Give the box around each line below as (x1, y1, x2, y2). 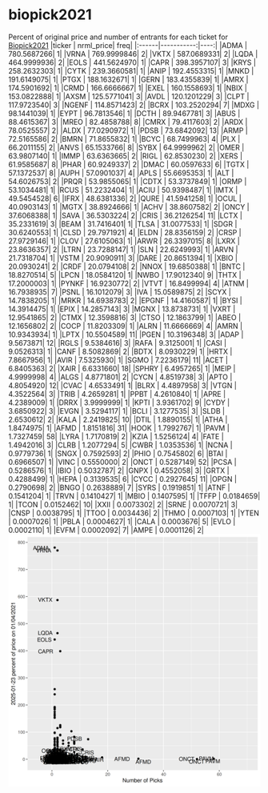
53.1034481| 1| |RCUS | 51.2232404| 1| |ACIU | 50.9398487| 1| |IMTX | (8, 185, 238, 194)
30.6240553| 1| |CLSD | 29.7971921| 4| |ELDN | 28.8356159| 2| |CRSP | (8, 227, 242, 237)
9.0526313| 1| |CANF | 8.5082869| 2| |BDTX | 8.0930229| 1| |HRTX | (8, 346, 233, 356)
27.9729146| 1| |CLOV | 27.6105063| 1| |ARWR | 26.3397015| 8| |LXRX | (8, 236, 240, 246)
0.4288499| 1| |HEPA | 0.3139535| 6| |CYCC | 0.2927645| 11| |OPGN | (8, 474, 238, 483)
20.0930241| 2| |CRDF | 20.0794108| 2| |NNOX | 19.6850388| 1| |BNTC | (8, 262, 246, 271)
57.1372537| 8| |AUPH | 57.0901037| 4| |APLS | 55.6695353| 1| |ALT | (8, 168, 234, 178)
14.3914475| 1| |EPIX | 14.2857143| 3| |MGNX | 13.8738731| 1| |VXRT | (8, 304, 236, 314)
